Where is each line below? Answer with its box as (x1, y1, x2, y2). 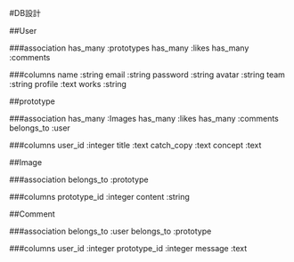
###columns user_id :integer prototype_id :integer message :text (9, 243, 248, 253)
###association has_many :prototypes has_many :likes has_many (9, 43, 249, 53)
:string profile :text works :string (9, 79, 127, 89)
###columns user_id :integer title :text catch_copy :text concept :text (9, 140, 262, 150)
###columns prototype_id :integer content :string (9, 192, 190, 202)
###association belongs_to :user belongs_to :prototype (9, 226, 212, 236)
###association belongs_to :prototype (9, 174, 149, 185)
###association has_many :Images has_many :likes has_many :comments (9, 114, 279, 123)
